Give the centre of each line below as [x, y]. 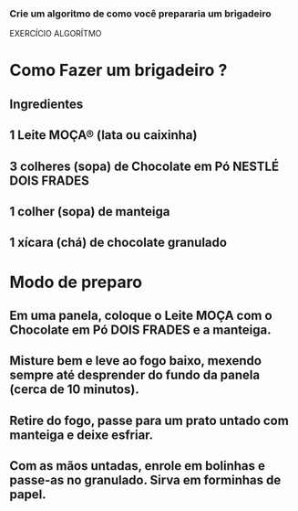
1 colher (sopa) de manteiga [90, 212]
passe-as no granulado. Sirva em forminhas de [145, 480]
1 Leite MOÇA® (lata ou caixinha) [103, 135]
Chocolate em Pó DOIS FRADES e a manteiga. [140, 330]
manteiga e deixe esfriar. [82, 435]
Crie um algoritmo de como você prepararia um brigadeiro [140, 14]
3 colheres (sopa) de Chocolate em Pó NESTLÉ [144, 166]
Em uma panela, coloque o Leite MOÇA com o [141, 316]
